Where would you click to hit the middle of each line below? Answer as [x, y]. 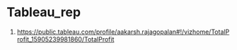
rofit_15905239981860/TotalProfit [65, 39]
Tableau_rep [44, 12]
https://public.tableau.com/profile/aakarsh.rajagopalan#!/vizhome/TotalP [123, 32]
